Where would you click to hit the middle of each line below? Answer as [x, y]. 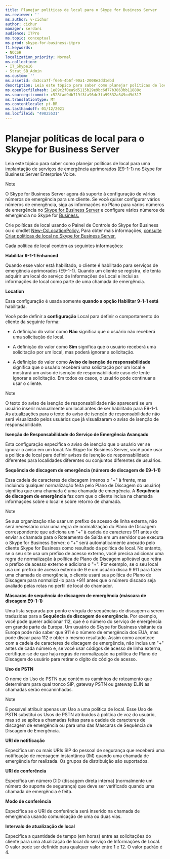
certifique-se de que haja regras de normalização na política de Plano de [81, 653]
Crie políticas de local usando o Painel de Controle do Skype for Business [82, 225]
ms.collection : [21, 62]
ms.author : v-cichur [27, 19]
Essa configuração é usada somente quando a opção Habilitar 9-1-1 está [82, 301]
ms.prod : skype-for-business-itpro [43, 43]
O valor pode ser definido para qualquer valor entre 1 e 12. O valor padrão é [84, 847]
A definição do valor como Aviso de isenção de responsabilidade [81, 362]
